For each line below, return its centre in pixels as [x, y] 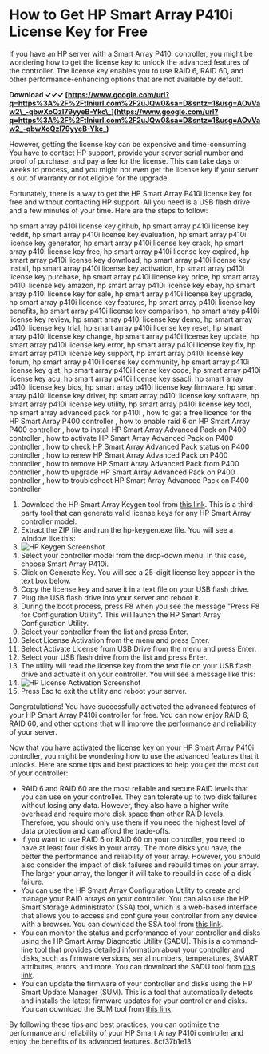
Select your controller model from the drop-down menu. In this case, [133, 555]
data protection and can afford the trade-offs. [95, 830]
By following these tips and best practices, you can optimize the [115, 1024]
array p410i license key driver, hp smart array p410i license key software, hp [134, 395]
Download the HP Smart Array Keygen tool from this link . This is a [128, 504]
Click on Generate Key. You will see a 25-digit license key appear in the [138, 572]
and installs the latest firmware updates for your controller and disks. [134, 1001]
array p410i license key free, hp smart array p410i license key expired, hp [129, 251]
